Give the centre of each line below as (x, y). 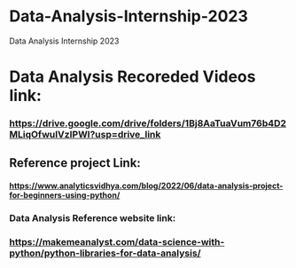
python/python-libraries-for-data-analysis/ (105, 253)
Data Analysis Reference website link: (93, 217)
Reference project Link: (75, 163)
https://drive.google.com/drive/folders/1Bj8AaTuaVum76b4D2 (148, 123)
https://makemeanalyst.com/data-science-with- (117, 241)
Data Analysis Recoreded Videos (132, 77)
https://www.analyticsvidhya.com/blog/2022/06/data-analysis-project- (146, 186)
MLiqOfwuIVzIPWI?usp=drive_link (85, 135)
